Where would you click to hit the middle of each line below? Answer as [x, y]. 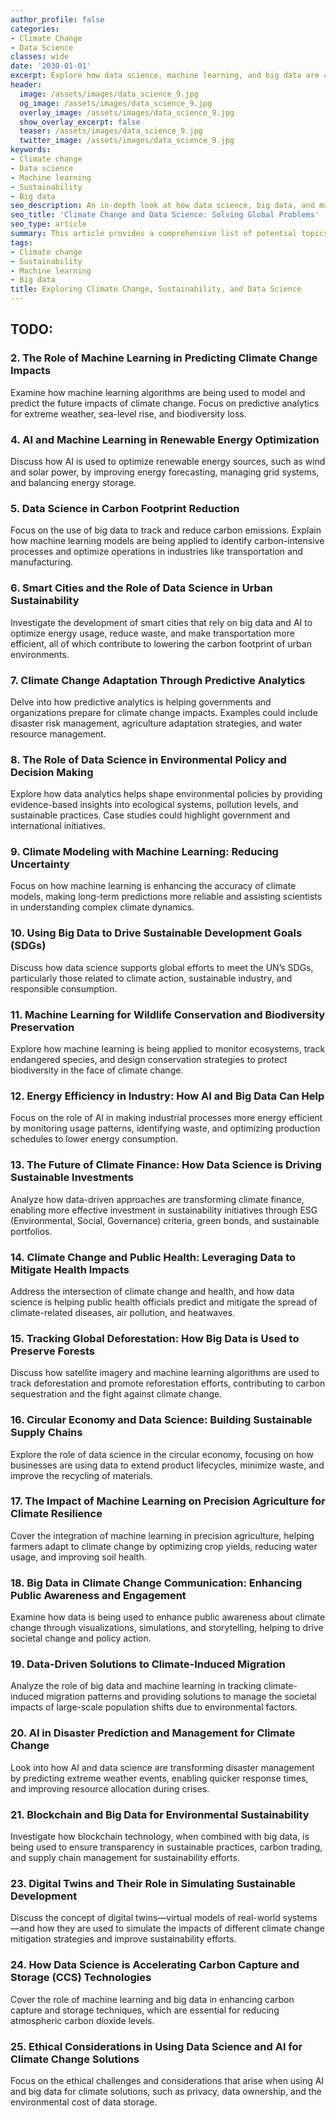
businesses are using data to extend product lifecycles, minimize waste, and [167, 1465]
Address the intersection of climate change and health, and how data [152, 1291]
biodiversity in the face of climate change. [97, 1070]
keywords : [31, 150]
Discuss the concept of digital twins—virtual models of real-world [145, 1918]
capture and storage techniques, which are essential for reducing [145, 2010]
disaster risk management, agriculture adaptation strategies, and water [156, 723]
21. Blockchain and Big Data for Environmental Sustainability [160, 1814]
